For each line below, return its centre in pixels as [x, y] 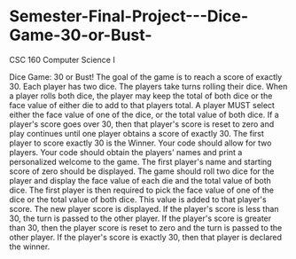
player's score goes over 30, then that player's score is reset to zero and [142, 124]
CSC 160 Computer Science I [62, 59]
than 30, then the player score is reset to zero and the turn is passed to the [146, 227]
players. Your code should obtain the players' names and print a [126, 152]
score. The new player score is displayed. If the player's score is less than [144, 208]
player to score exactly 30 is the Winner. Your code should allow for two [140, 143]
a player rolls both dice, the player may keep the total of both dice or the [141, 96]
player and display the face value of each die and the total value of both [140, 180]
